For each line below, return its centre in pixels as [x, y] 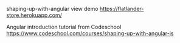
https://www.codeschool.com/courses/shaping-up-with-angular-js [90, 33]
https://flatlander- [122, 9]
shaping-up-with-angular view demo [52, 9]
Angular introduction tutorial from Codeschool [64, 27]
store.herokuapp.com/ [34, 15]
